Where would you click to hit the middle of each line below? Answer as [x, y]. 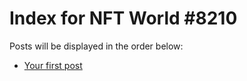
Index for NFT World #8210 [123, 18]
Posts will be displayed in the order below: [96, 46]
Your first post [53, 65]
